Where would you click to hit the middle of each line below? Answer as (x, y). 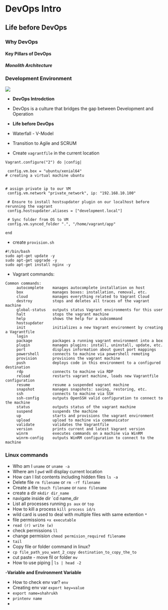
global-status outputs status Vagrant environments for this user (90, 310)
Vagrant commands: (33, 274)
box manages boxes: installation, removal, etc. (82, 292)
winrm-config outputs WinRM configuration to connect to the (85, 438)
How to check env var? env (40, 582)
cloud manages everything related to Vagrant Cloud (83, 297)
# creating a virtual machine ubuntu (45, 176)
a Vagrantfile (20, 332)
